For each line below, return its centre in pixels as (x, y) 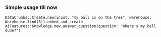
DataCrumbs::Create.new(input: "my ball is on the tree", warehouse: (79, 18)
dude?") (13, 31)
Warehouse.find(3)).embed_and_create (44, 22)
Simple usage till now (31, 7)
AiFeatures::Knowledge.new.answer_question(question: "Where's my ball (80, 26)
